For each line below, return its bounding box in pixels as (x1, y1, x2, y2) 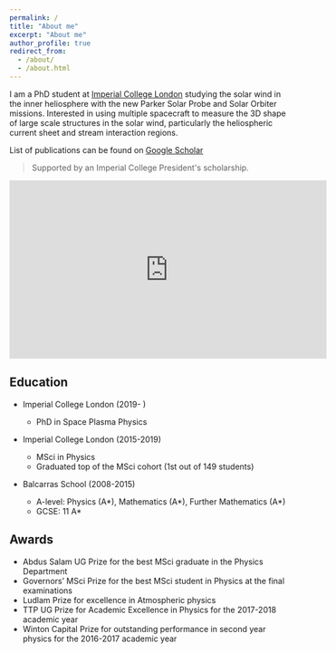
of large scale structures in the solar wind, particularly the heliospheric (9, 117, 274, 128)
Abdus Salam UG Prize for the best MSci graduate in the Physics (22, 556, 264, 567)
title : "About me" (9, 22, 79, 31)
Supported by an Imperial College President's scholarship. (31, 162, 249, 173)
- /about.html (17, 64, 71, 73)
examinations (22, 585, 72, 596)
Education (9, 375, 69, 390)
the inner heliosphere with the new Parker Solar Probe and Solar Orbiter (9, 98, 278, 109)
